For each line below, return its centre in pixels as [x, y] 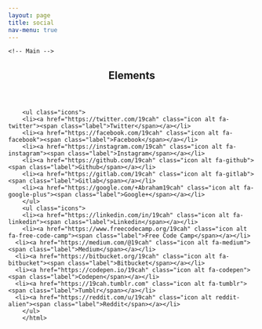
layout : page [29, 15]
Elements [132, 75]
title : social [31, 23]
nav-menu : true [33, 30]
